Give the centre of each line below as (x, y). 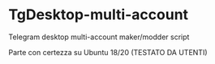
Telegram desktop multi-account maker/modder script (99, 37)
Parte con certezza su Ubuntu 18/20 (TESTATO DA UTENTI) (108, 52)
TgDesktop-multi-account (99, 15)
